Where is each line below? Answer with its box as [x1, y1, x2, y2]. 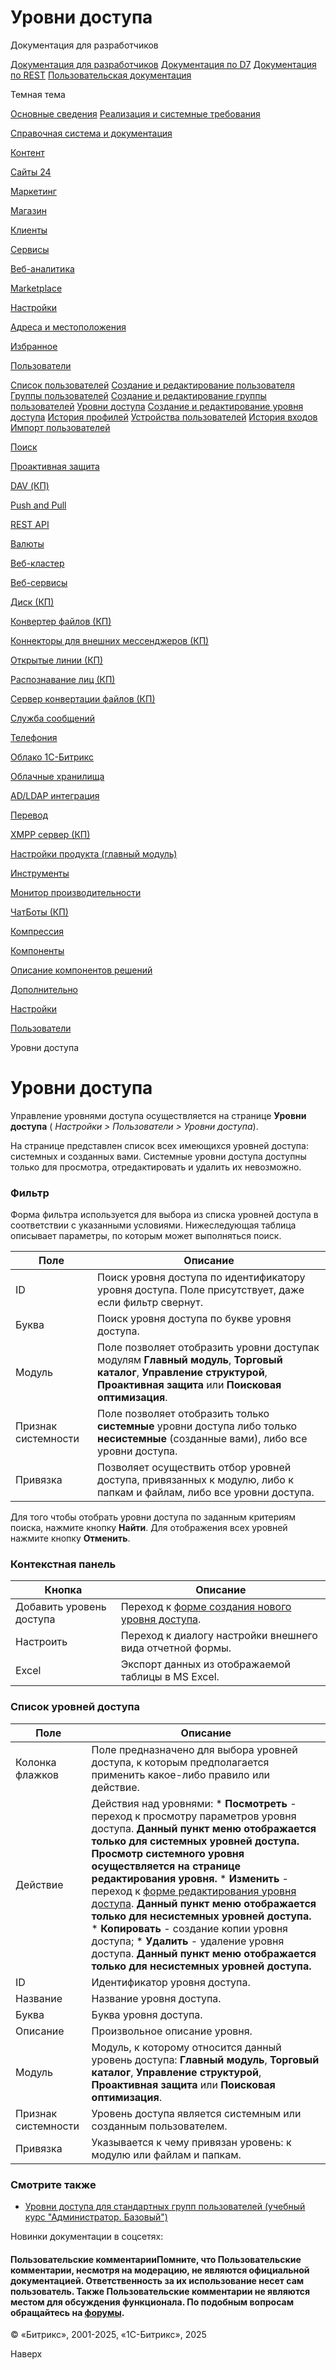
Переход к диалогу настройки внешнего [120, 1629, 318, 1643]
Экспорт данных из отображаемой [120, 1657, 291, 1671]
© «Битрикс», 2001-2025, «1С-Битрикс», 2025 [10, 2329, 207, 2341]
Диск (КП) [10, 596, 55, 608]
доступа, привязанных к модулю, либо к [97, 1473, 294, 1487]
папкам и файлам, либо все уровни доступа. [97, 1486, 315, 1500]
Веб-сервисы [10, 576, 68, 588]
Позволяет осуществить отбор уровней [97, 1461, 292, 1475]
